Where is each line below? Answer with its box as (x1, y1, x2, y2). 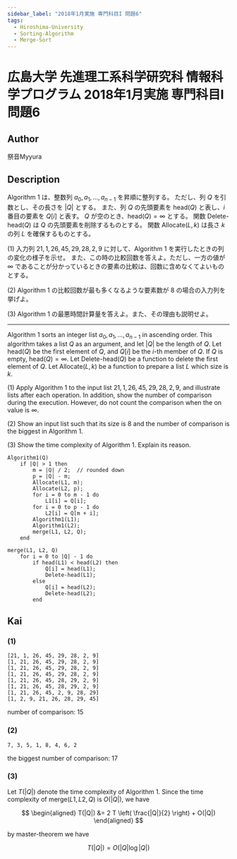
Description (7, 173, 60, 185)
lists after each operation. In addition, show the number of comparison (7, 391, 212, 399)
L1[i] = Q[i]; (44, 497, 87, 504)
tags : (7, 17, 23, 24)
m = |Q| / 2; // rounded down (32, 466, 125, 473)
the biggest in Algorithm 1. (7, 427, 83, 435)
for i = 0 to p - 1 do (32, 504, 99, 511)
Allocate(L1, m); (32, 479, 83, 486)
